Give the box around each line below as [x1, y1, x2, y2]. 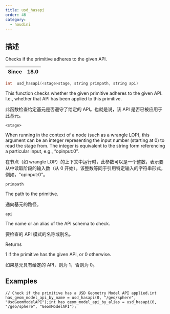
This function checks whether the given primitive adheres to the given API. [5, 90, 163, 96]
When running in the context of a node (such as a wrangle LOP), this [5, 132, 150, 138]
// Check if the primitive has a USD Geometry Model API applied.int [5, 290, 157, 296]
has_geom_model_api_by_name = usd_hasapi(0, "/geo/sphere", [5, 295, 137, 300]
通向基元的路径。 [5, 201, 41, 207]
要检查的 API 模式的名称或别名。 [5, 231, 74, 237]
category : [5, 17, 27, 22]
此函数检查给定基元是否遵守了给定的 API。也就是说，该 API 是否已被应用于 [5, 106, 163, 112]
